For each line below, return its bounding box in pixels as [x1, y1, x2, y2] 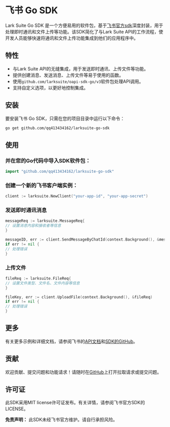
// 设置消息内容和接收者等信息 [5, 223, 62, 228]
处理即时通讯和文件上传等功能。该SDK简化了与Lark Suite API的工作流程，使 [5, 28, 163, 34]
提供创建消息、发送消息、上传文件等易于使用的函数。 [12, 72, 124, 78]
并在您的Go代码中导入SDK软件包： [5, 157, 91, 164]
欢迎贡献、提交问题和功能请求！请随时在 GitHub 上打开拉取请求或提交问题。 [5, 369, 162, 375]
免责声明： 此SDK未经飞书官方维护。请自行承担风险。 [5, 416, 118, 423]
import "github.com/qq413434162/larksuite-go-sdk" [5, 169, 114, 174]
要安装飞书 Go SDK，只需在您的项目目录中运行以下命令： [5, 115, 125, 122]
